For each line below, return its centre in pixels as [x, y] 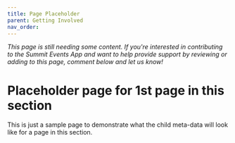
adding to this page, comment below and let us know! [85, 62]
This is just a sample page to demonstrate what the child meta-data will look [118, 125]
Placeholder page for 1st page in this [116, 91]
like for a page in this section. [50, 132]
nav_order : [23, 27]
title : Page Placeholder [44, 14]
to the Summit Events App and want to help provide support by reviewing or [117, 54]
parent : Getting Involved [45, 20]
